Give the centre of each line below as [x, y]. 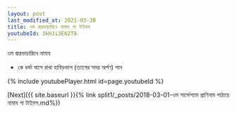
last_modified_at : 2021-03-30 [52, 20]
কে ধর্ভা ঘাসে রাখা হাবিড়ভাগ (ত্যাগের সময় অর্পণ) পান [70, 67]
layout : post [26, 14]
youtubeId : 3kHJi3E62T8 [42, 33]
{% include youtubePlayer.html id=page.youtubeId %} [86, 81]
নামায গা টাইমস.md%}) [34, 103]
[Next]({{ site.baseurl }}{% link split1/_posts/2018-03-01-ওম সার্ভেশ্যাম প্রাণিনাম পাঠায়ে [119, 95]
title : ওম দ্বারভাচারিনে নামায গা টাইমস [49, 27]
